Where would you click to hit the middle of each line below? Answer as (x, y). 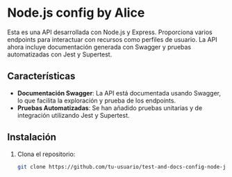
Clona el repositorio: (46, 154)
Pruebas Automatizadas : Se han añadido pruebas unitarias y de (110, 108)
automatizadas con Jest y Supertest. (60, 54)
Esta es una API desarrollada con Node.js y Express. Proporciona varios (110, 32)
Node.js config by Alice (76, 13)
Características (41, 76)
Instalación (32, 137)
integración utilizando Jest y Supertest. (73, 115)
